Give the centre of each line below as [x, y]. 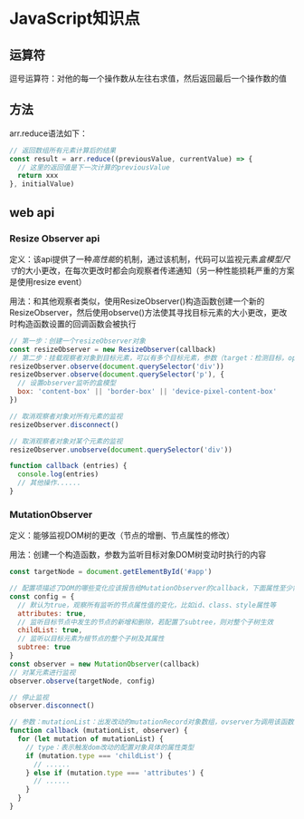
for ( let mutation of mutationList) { [91, 739]
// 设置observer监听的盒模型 [67, 383]
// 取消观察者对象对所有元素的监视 [66, 416]
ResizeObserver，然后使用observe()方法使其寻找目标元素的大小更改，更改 [148, 312]
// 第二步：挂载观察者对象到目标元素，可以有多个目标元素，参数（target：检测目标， [149, 358]
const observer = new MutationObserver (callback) [105, 664]
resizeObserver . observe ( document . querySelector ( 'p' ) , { [117, 375]
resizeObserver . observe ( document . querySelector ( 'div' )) [117, 366]
